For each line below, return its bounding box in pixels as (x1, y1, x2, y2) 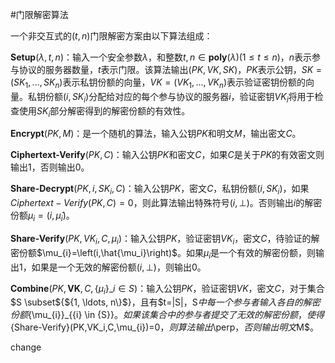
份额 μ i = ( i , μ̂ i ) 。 (10, 209, 75, 223)
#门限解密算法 (10, 9, 69, 20)
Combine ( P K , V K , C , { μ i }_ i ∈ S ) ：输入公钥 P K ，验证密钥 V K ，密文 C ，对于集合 (10, 282, 325, 297)
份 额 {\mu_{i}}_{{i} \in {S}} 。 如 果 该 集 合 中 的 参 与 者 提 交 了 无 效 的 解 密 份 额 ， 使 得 (10, 309, 325, 321)
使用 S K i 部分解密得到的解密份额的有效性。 (18, 104, 191, 119)
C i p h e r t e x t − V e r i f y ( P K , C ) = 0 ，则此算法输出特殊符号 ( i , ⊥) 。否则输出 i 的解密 (10, 197, 323, 209)
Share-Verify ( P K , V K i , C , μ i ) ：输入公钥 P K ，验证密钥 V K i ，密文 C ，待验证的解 (10, 232, 320, 247)
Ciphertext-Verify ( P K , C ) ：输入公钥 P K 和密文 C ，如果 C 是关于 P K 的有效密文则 (10, 149, 325, 161)
